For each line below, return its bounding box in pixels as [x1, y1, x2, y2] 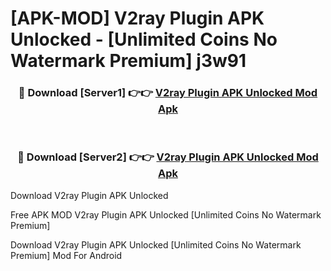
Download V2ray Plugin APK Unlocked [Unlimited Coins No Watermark [10, 238, 302, 251]
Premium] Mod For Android [10, 249, 123, 261]
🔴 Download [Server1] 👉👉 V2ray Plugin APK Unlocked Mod [18, 86, 318, 100]
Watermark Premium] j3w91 [10, 50, 247, 72]
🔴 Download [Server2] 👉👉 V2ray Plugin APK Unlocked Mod [17, 150, 319, 164]
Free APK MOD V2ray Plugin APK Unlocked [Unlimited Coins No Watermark [10, 208, 322, 221]
